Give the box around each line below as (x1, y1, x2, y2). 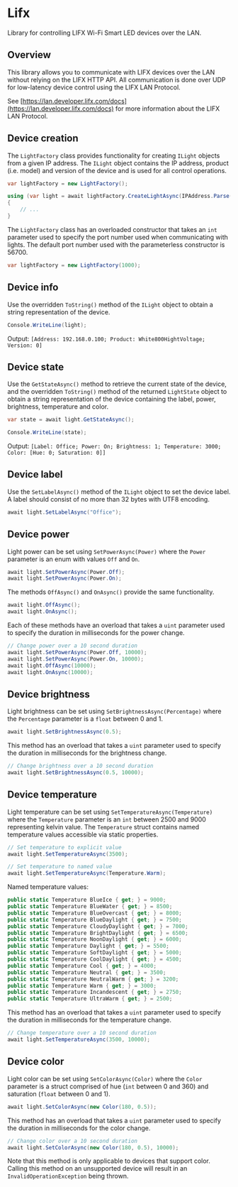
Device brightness (7, 688, 91, 700)
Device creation (7, 133, 79, 145)
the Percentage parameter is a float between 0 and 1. (7, 714, 164, 723)
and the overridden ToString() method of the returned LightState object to (7, 387, 227, 396)
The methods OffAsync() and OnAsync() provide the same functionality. (7, 587, 215, 597)
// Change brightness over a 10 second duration (7, 763, 154, 770)
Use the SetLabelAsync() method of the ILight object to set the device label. (7, 487, 231, 496)
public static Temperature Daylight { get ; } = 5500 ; (7, 942, 170, 950)
